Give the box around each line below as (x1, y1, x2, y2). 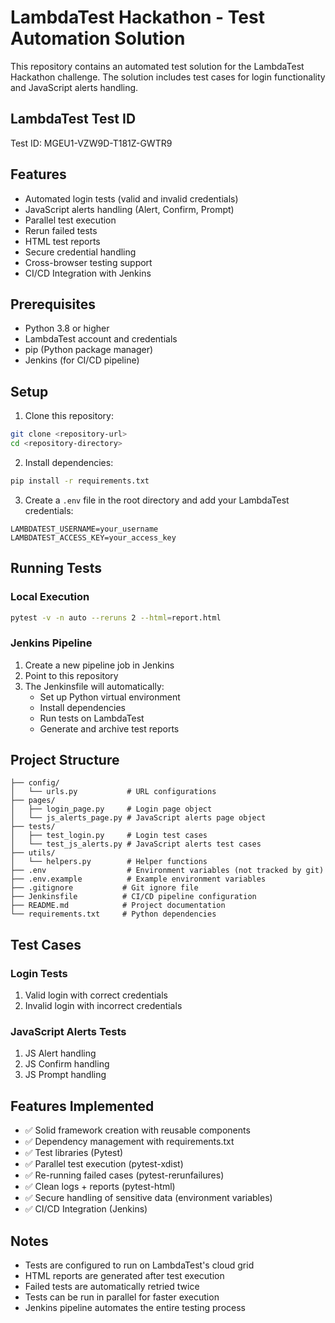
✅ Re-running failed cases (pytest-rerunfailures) (24, 1169, 225, 1181)
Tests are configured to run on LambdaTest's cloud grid (24, 1259, 255, 1271)
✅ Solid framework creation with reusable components (24, 1124, 251, 1136)
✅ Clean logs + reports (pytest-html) (24, 1181, 176, 1193)
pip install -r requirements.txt (10, 476, 150, 486)
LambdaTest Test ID (10, 111, 137, 128)
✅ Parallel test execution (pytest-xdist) (24, 1158, 184, 1170)
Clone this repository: (24, 410, 114, 422)
